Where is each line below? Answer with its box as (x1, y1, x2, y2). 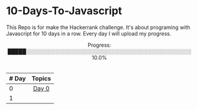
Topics (31, 74, 51, 82)
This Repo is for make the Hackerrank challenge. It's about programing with (6, 24, 190, 31)
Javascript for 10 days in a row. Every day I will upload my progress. (6, 30, 172, 37)
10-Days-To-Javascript (6, 4, 122, 18)
